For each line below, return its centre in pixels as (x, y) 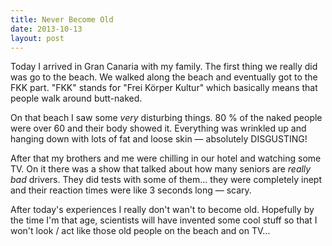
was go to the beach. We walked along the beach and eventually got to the (164, 77)
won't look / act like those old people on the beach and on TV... (140, 231)
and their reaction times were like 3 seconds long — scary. (131, 190)
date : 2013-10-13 (46, 29)
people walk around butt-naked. (76, 98)
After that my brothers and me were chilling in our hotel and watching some (166, 158)
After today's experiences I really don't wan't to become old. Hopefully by (162, 210)
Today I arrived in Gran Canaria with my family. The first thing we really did (164, 67)
